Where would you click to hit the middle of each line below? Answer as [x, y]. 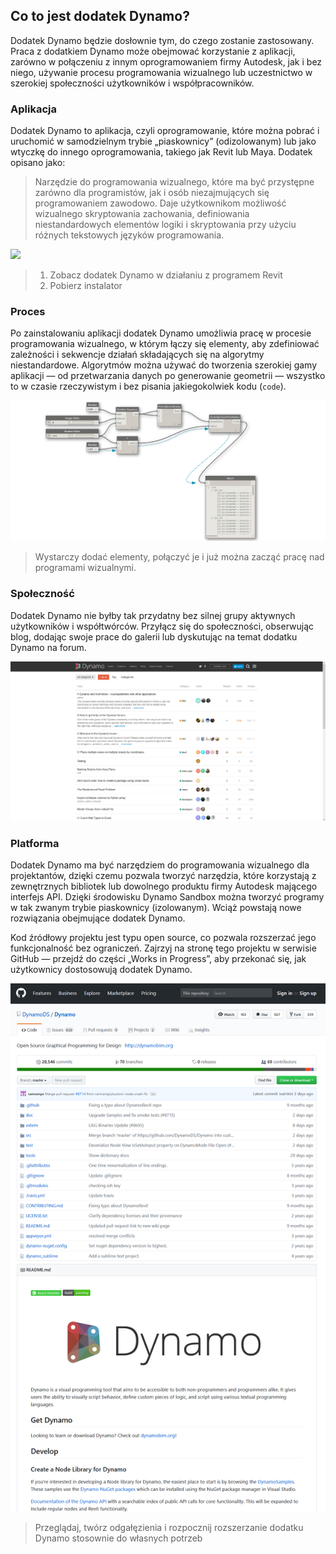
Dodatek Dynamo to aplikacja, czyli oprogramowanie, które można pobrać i [165, 131]
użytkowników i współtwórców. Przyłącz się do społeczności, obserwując [162, 626]
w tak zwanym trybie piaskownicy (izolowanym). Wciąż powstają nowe [156, 908]
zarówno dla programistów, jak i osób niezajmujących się [152, 193]
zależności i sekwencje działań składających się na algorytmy [137, 355]
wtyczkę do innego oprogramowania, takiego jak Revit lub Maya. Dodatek [161, 152]
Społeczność [42, 594]
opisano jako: [38, 163]
